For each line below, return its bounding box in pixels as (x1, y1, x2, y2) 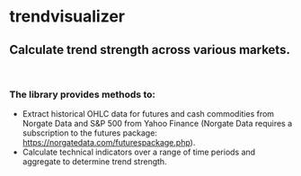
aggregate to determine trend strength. (22, 156, 168, 167)
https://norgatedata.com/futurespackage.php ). (22, 137, 196, 148)
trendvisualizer (9, 6, 126, 27)
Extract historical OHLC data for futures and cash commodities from (22, 109, 275, 119)
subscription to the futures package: (22, 128, 157, 138)
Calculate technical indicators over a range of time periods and (22, 146, 256, 158)
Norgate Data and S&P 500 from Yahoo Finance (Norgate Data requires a (22, 119, 293, 129)
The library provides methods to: (9, 88, 155, 101)
